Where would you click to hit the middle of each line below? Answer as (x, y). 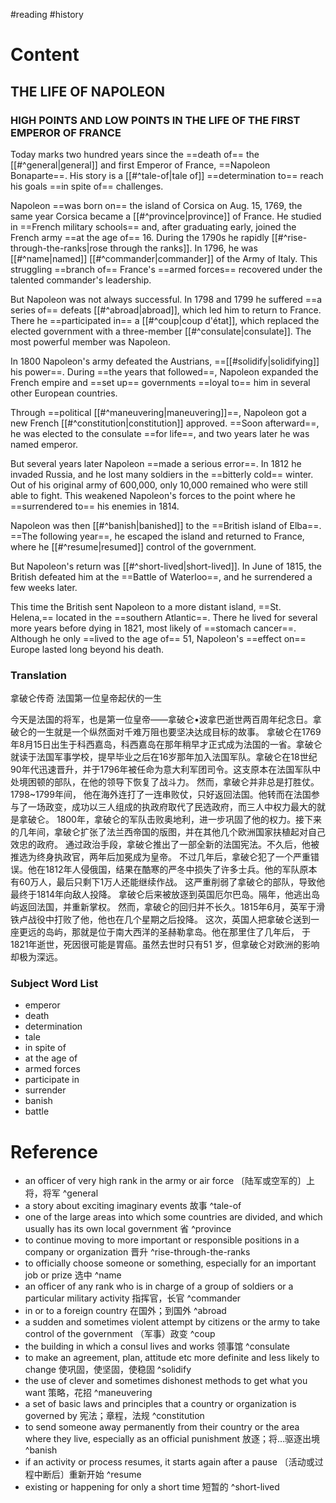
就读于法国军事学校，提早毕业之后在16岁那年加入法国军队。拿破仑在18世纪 (164, 757)
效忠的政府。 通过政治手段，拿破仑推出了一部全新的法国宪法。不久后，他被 (165, 845)
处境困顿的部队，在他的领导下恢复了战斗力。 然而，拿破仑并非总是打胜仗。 (165, 782)
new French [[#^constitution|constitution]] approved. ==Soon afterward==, (165, 423)
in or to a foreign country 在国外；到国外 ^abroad (125, 1311)
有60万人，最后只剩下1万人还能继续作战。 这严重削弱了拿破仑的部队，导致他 (168, 882)
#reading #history (47, 14)
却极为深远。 (36, 957)
